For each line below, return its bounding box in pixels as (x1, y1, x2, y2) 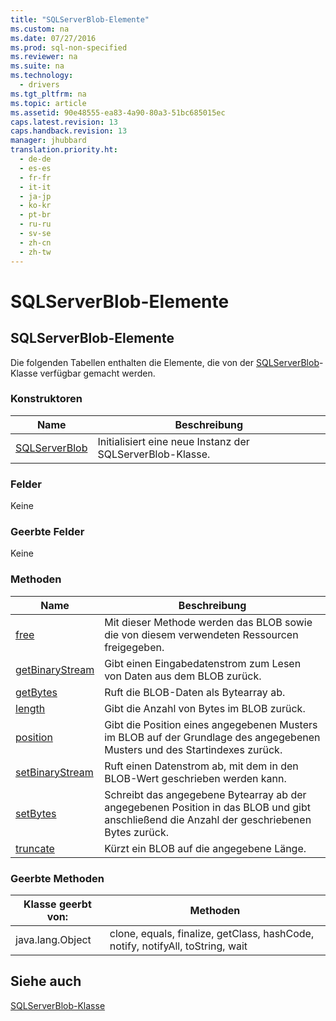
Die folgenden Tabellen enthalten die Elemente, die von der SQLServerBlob (10, 356, 320, 368)
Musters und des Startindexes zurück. (104, 742, 283, 756)
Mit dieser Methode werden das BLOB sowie (104, 615, 313, 629)
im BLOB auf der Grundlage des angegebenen (104, 730, 321, 744)
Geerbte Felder (10, 525, 85, 539)
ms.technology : (10, 71, 74, 81)
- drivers (19, 80, 60, 90)
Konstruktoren (10, 392, 83, 406)
